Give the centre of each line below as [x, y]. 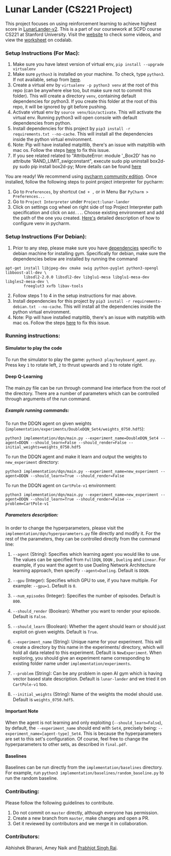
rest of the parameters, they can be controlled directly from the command [83, 538]
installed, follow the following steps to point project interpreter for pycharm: [85, 182]
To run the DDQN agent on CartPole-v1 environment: [61, 485]
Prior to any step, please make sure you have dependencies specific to [87, 248]
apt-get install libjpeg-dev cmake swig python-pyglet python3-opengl [82, 268]
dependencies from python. [42, 123]
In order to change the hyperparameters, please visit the [65, 528]
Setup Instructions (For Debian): [46, 237]
